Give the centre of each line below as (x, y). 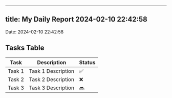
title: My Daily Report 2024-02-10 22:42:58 (76, 19)
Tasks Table (25, 48)
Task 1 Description (51, 71)
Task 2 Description (51, 79)
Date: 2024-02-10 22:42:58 (35, 32)
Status (87, 62)
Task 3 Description (51, 88)
